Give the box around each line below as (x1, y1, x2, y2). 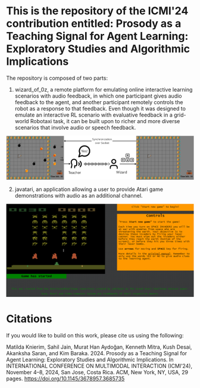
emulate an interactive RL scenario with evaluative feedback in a (14, 111, 173, 118)
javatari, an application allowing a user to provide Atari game (14, 186, 164, 193)
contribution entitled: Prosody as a (6, 17, 182, 30)
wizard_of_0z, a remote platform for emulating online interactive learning (14, 86, 193, 93)
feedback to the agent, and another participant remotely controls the (14, 98, 183, 105)
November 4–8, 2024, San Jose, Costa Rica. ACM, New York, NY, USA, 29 (6, 369, 189, 376)
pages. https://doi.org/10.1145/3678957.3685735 (6, 375, 125, 382)
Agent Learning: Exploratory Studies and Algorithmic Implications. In (6, 356, 174, 364)
